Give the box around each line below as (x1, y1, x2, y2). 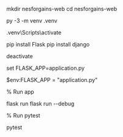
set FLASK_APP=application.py (6, 64, 85, 72)
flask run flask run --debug (6, 100, 75, 107)
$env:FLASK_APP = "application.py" (6, 76, 98, 83)
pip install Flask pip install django (6, 41, 90, 48)
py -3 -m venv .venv (6, 17, 58, 24)
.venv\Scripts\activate (6, 29, 62, 36)
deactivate (6, 53, 33, 60)
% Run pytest (6, 112, 41, 119)
